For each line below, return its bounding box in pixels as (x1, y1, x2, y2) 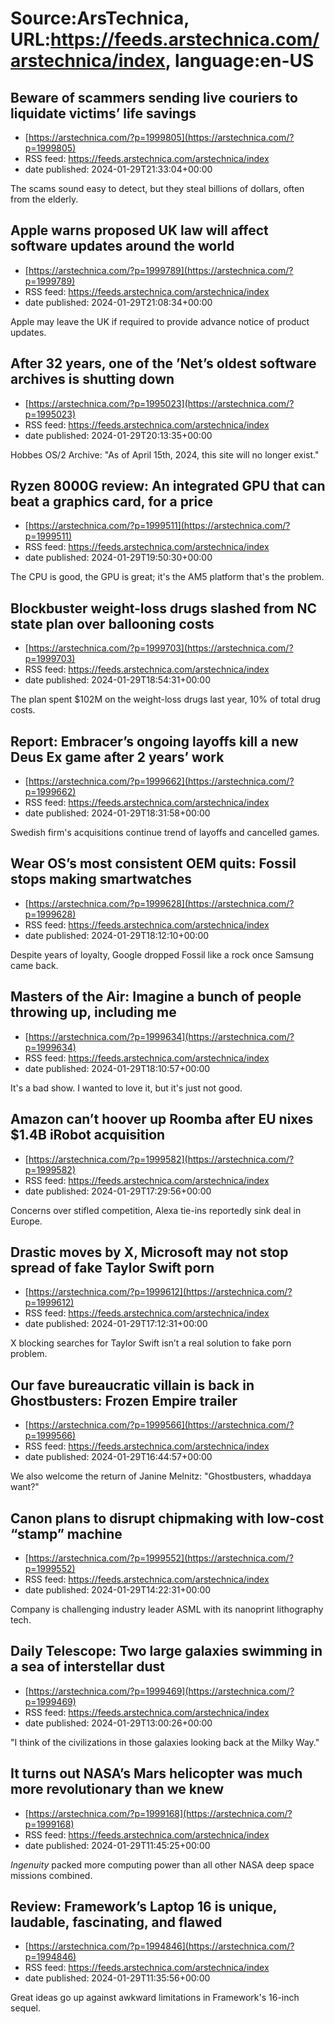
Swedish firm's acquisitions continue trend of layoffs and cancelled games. (10, 827, 320, 839)
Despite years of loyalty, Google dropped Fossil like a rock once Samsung (10, 948, 315, 961)
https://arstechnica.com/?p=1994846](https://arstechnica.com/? (28, 1940, 295, 1952)
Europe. (10, 1215, 43, 1227)
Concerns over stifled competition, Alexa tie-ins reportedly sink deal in (10, 1204, 302, 1216)
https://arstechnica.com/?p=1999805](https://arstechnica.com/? (28, 132, 295, 143)
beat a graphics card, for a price (10, 493, 214, 511)
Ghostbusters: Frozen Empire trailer (10, 1392, 238, 1409)
